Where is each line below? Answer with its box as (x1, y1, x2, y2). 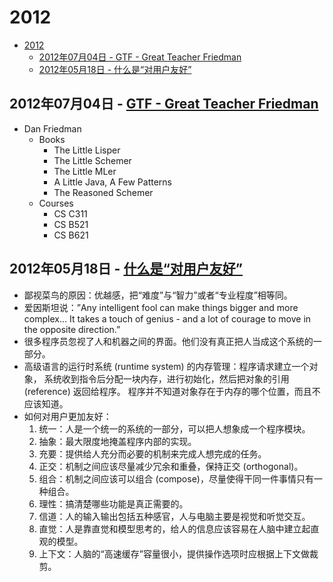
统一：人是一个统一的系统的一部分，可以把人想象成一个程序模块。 (38, 422, 311, 435)
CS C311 (53, 207, 88, 220)
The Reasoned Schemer (53, 186, 154, 198)
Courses (38, 197, 74, 209)
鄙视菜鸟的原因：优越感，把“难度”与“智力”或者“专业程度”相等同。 (23, 289, 293, 301)
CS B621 (53, 229, 89, 241)
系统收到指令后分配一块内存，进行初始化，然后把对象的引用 (43, 372, 290, 385)
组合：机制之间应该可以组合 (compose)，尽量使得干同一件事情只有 (38, 472, 314, 485)
